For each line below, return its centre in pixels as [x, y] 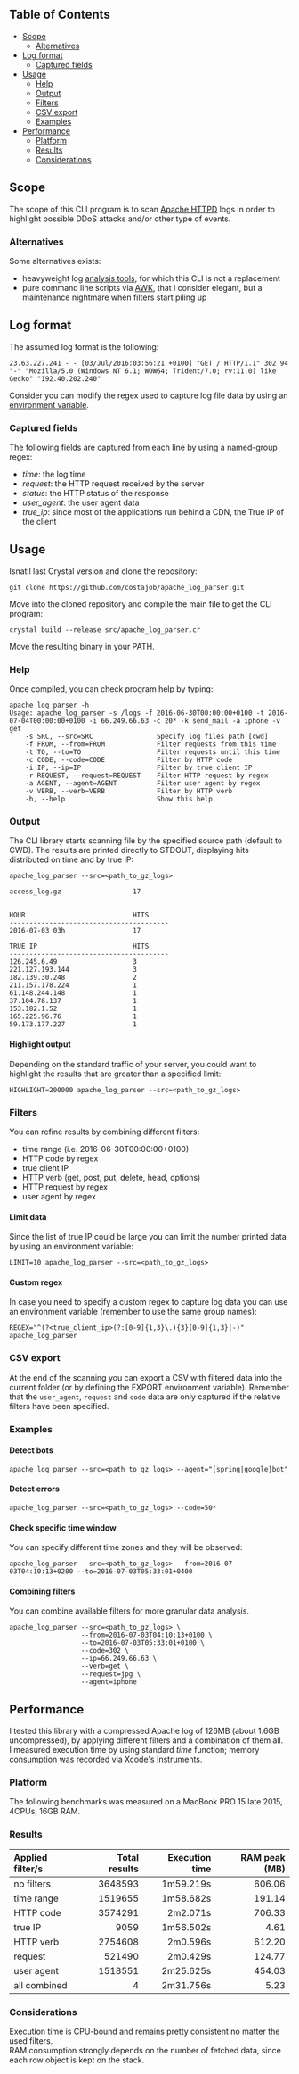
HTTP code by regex [60, 1158]
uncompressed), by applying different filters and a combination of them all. [146, 1740]
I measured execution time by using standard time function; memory [134, 1750]
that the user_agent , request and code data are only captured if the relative [145, 1397]
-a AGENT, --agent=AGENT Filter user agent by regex [143, 784]
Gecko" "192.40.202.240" [55, 378]
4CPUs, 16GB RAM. [45, 1812]
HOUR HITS [79, 915]
